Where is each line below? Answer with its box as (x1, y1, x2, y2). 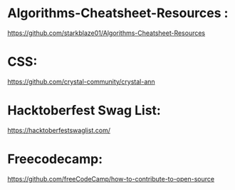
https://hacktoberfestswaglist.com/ (7, 126, 110, 134)
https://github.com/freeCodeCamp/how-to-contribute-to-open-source (7, 174, 215, 183)
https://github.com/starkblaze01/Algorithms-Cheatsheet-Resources (7, 29, 206, 37)
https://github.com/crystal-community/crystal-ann (7, 77, 155, 86)
